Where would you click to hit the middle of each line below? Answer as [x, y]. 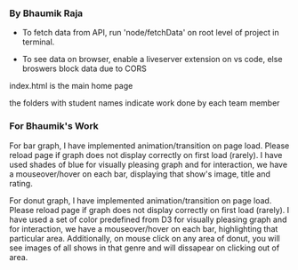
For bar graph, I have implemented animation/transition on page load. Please [149, 146]
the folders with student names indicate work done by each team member [145, 103]
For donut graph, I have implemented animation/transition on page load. [141, 200]
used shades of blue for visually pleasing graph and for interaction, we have [148, 164]
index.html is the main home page [71, 86]
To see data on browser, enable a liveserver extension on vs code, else [152, 60]
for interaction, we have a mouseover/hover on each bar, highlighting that [144, 228]
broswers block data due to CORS [84, 68]
